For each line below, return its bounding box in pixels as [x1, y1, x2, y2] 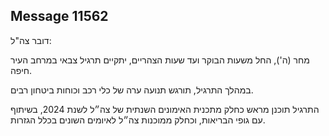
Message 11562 [10, 8, 109, 25]
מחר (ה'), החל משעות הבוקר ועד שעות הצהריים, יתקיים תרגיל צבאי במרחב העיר [10, 54, 310, 66]
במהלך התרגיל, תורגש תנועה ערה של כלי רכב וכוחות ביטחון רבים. [10, 84, 254, 96]
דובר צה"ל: [10, 34, 52, 46]
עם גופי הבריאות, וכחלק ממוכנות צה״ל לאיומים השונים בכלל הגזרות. [10, 114, 266, 126]
